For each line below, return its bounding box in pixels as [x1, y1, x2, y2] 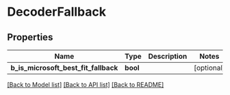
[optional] [194, 63, 226, 72]
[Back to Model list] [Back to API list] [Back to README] [7, 81, 164, 89]
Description [148, 52, 188, 61]
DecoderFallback [7, 4, 107, 20]
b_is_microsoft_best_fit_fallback [10, 63, 118, 72]
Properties [7, 31, 53, 43]
